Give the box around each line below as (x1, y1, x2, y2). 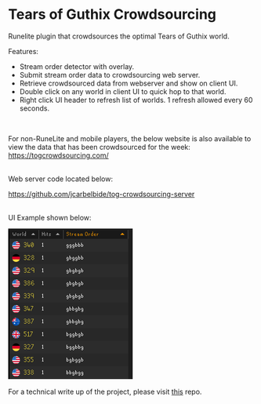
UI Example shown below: (8, 213, 92, 222)
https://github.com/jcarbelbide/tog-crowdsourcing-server (8, 189, 195, 198)
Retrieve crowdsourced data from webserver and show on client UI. (19, 78, 238, 88)
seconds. (19, 104, 50, 113)
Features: (8, 46, 39, 56)
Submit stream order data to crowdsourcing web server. (19, 70, 201, 79)
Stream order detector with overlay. (19, 61, 135, 71)
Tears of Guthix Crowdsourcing (8, 5, 217, 24)
